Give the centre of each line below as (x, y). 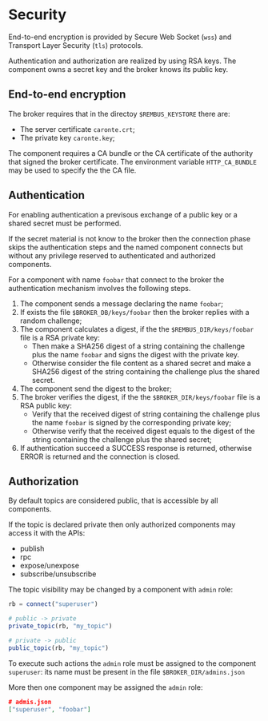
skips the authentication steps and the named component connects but (126, 247)
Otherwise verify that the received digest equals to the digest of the (143, 431)
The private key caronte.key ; (67, 137)
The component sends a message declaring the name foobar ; (122, 303)
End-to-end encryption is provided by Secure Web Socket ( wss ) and (120, 37)
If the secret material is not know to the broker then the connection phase (129, 238)
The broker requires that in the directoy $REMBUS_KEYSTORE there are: (119, 114)
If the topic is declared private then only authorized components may (122, 524)
